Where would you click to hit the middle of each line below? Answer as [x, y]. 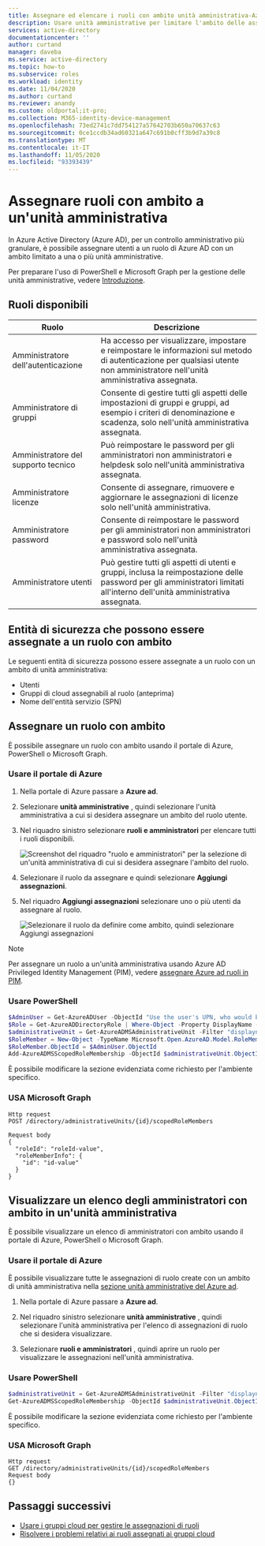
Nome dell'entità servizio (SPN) [71, 701]
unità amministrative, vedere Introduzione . [77, 280]
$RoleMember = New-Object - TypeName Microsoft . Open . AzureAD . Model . [121, 1039]
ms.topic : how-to [37, 67]
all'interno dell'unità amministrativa [165, 592]
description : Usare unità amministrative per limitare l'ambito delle [127, 23]
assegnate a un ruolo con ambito [90, 642]
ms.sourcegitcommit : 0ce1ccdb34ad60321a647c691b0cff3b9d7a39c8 [114, 133]
